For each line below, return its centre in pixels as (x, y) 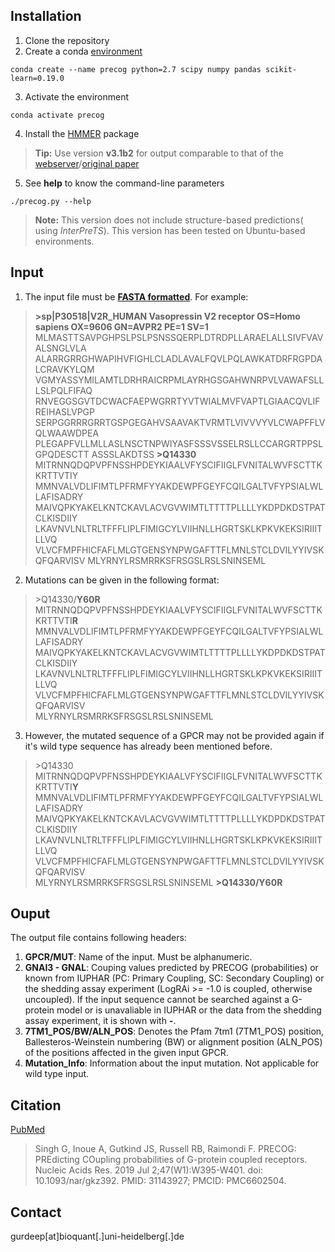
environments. (64, 241)
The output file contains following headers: (98, 938)
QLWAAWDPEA (67, 433)
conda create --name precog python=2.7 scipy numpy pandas (136, 69)
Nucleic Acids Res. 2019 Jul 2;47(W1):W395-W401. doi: (148, 1170)
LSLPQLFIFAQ (63, 390)
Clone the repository (67, 40)
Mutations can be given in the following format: (122, 580)
